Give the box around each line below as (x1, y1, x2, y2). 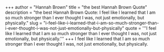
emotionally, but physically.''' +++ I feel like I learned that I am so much (5, 36, 150, 42)
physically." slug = (5, 20, 43, 26)
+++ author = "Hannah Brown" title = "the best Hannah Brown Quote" (5, 4, 148, 10)
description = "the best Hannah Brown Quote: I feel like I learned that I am (5, 9, 156, 15)
